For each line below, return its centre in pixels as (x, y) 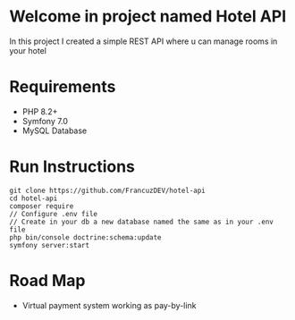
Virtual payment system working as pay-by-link (109, 305)
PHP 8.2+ (40, 111)
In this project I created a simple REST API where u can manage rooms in (143, 41)
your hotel (28, 50)
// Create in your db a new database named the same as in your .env (142, 222)
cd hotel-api (34, 198)
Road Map (48, 281)
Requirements (63, 87)
